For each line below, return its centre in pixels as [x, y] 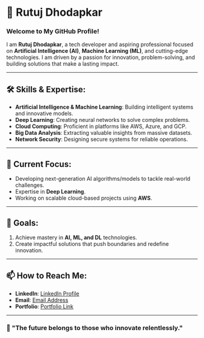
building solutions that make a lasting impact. [63, 64]
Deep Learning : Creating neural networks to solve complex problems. [102, 120]
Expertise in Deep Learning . [50, 192]
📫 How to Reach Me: [46, 276]
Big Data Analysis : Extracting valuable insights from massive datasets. [104, 133]
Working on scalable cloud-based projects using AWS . [83, 198]
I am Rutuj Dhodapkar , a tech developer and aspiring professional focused [100, 44]
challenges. [29, 185]
